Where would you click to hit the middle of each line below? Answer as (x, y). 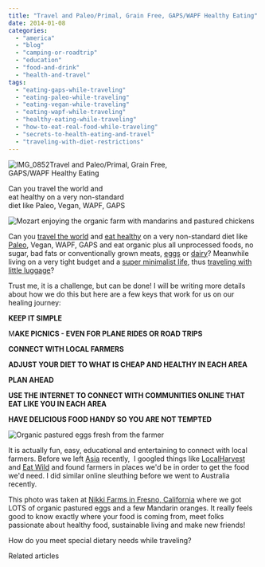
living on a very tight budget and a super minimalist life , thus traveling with (130, 262)
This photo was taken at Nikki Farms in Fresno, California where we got (125, 499)
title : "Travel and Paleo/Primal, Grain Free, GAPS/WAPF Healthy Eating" (133, 16)
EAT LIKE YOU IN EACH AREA (58, 404)
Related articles (34, 556)
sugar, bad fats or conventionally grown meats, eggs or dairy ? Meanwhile (129, 253)
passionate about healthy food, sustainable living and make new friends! (127, 525)
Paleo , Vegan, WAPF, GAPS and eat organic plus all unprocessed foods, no (131, 245)
